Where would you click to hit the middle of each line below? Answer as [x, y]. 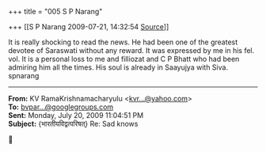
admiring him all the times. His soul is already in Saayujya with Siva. [118, 67]
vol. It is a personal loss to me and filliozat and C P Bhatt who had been [124, 59]
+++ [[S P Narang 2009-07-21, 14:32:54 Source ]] [89, 27]
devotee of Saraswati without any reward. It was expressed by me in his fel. [131, 50]
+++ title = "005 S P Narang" [55, 11]
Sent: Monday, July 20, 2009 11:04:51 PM [76, 115]
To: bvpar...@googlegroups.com [61, 107]
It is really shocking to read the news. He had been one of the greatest [123, 42]
